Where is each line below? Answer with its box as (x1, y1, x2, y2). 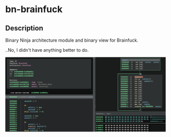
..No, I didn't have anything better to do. (5, 47, 89, 53)
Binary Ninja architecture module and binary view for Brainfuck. (5, 37, 138, 43)
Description (5, 24, 43, 32)
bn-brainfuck (5, 4, 63, 15)
